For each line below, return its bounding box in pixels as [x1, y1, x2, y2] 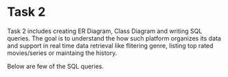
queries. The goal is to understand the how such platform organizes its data [7, 34, 222, 42]
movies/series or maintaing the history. [7, 49, 117, 57]
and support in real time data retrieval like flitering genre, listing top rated [7, 41, 214, 49]
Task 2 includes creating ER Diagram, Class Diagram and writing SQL [7, 27, 203, 35]
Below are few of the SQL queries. [7, 62, 104, 70]
